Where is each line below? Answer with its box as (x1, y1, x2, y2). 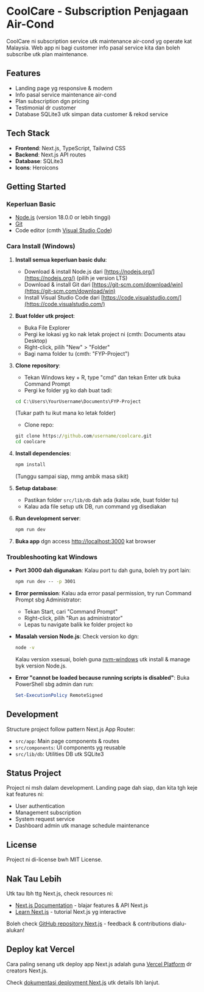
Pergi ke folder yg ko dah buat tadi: (24, 386, 113, 394)
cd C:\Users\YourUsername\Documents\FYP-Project (15, 399, 141, 405)
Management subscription (15, 809, 82, 817)
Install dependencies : (15, 450, 71, 457)
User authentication (15, 803, 65, 810)
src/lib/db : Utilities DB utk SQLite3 (15, 750, 104, 757)
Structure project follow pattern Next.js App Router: (6, 726, 135, 733)
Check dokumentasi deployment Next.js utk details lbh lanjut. (6, 979, 160, 986)
